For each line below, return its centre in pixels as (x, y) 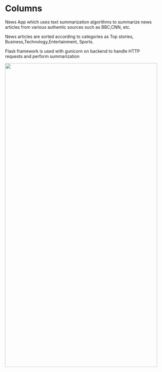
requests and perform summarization (42, 56)
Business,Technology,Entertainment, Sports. (49, 41)
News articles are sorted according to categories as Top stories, (69, 36)
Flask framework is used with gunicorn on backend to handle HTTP (72, 51)
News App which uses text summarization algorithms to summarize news (78, 22)
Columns (24, 9)
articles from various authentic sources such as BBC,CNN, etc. (68, 27)
